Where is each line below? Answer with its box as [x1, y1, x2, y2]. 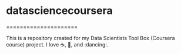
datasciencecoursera [6, 4, 113, 17]
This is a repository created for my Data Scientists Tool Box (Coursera [6, 34, 175, 41]
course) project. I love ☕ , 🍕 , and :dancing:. [6, 41, 109, 48]
